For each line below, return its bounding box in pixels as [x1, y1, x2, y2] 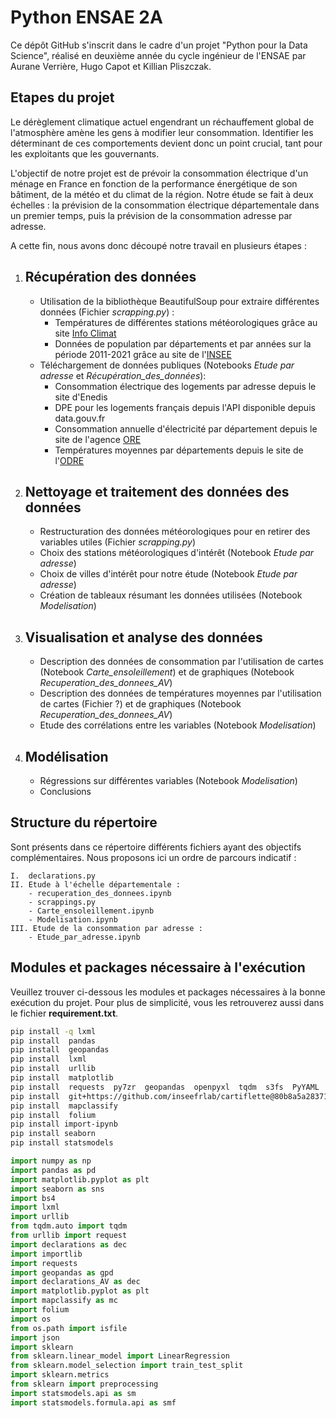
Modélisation [24, 748, 109, 765]
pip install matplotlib [10, 1073, 114, 1083]
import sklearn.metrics [10, 1370, 110, 1380]
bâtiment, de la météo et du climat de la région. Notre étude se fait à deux [10, 188, 314, 200]
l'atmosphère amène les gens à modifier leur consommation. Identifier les [10, 126, 314, 138]
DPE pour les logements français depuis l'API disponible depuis [54, 401, 316, 413]
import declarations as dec [10, 1239, 128, 1250]
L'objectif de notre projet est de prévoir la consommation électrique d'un [10, 167, 309, 179]
